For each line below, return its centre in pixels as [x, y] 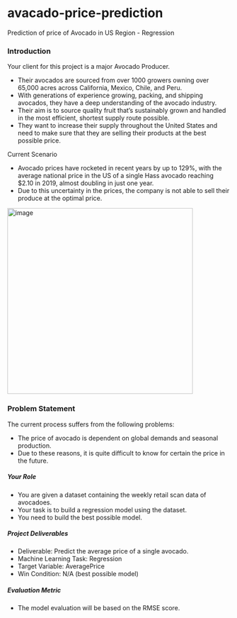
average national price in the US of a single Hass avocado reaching [116, 176]
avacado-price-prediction [85, 13]
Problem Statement [41, 409]
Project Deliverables [38, 534]
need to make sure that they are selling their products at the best [112, 133]
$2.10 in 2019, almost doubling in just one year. [86, 183]
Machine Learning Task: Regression [70, 559]
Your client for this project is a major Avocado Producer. [89, 67]
